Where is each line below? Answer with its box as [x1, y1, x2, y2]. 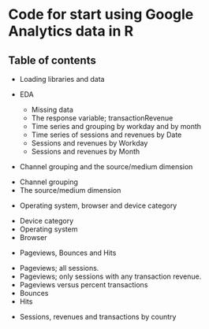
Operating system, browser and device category [19, 201, 177, 210]
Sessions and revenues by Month [31, 147, 140, 156]
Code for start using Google [8, 6, 194, 24]
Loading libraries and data [19, 75, 105, 83]
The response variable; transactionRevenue [31, 113, 174, 123]
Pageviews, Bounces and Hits [19, 248, 117, 257]
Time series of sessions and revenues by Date [31, 130, 182, 139]
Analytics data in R [8, 22, 134, 40]
